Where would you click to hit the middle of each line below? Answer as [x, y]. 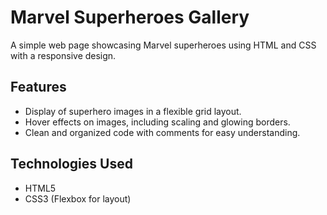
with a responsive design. [63, 55]
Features [38, 87]
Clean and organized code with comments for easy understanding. [162, 132]
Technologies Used [71, 164]
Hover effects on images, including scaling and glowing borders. [157, 122]
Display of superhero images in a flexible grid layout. [133, 111]
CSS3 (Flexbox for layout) [78, 198]
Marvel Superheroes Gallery [130, 17]
